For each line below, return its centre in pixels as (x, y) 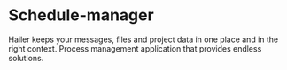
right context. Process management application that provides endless (135, 48)
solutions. (26, 58)
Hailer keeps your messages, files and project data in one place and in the (143, 39)
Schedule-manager (81, 15)
